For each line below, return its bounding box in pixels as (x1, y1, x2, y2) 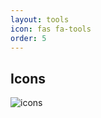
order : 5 (10, 33, 47, 43)
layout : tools (10, 14, 70, 25)
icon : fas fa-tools (10, 24, 92, 34)
